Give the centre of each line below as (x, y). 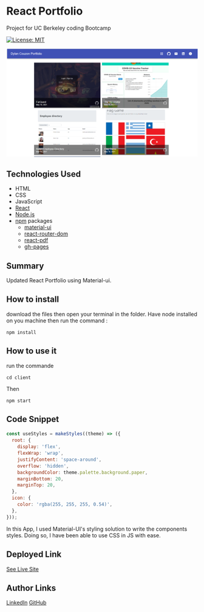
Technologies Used (43, 174)
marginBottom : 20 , (40, 479)
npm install (21, 332)
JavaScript (29, 202)
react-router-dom (46, 234)
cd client (19, 378)
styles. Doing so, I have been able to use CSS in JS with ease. (83, 535)
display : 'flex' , (39, 447)
